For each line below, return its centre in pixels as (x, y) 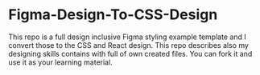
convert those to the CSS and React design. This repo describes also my (129, 45)
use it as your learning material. (60, 62)
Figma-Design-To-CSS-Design (113, 15)
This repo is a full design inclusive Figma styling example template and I (128, 37)
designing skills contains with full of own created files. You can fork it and (130, 53)
